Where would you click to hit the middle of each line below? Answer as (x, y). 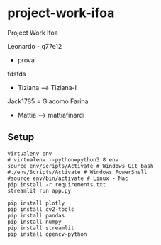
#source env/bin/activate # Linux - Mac (68, 178)
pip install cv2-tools (41, 209)
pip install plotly (36, 203)
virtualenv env (30, 154)
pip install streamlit (41, 228)
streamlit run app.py (39, 190)
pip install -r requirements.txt (57, 184)
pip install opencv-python (47, 234)
